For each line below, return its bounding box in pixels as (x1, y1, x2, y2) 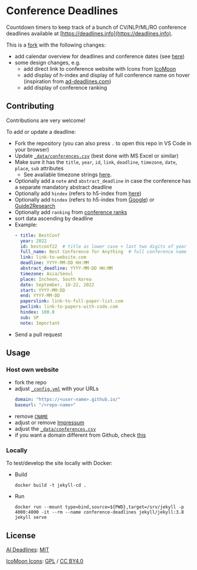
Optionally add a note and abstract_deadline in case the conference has (14, 177, 191, 184)
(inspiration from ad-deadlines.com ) (23, 78, 111, 85)
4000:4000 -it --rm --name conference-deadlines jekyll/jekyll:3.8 (14, 509, 184, 515)
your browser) (14, 146, 50, 153)
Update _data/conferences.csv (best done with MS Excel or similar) (14, 152, 179, 159)
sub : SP (20, 314, 40, 321)
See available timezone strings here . (23, 171, 112, 178)
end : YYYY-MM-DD (20, 293, 60, 299)
